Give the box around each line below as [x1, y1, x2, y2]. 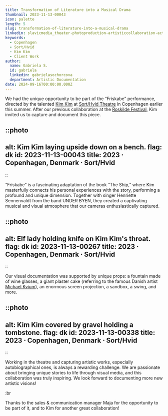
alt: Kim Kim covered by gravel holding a [5, 320, 133, 329]
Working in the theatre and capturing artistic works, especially [5, 359, 133, 365]
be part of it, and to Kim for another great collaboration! [5, 405, 119, 411]
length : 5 [5, 21, 26, 27]
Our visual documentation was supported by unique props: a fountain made [5, 273, 161, 279]
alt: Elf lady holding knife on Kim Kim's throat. [5, 234, 151, 243]
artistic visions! [5, 380, 36, 386]
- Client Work [9, 54, 39, 59]
